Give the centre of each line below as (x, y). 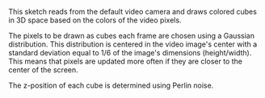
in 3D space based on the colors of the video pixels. (95, 20)
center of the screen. (43, 70)
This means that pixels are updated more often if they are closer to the (125, 61)
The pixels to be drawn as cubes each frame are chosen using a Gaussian (131, 36)
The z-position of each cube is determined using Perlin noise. (111, 85)
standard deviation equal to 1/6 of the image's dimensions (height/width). (130, 53)
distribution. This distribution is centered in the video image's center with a (133, 44)
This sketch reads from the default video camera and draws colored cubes (132, 12)
